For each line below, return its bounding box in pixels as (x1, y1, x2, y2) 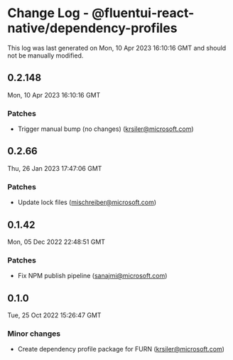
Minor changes (7, 329, 61, 339)
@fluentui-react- (91, 5, 195, 21)
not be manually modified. (7, 51, 84, 60)
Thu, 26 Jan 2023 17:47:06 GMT (7, 164, 102, 172)
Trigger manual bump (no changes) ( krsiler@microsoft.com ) (17, 125, 194, 133)
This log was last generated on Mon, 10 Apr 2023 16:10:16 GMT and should (7, 43, 227, 52)
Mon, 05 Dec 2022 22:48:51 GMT (7, 237, 105, 246)
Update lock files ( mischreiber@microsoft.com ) (17, 198, 157, 207)
